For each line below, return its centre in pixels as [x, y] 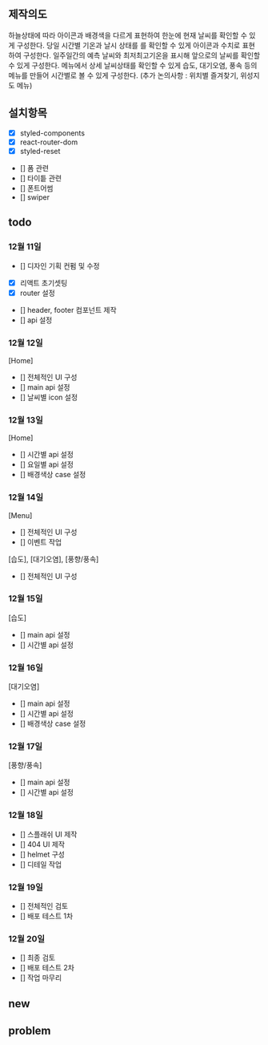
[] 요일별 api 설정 [47, 464]
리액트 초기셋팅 [44, 282]
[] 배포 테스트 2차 [47, 968]
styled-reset [40, 151]
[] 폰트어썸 [36, 188]
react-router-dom [49, 142]
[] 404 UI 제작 [42, 844]
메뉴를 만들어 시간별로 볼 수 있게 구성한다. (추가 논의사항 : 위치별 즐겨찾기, [123, 75]
